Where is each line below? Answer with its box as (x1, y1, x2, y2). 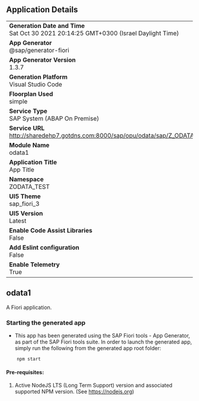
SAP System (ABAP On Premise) (9, 114, 99, 122)
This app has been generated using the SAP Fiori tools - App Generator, (14, 332, 191, 339)
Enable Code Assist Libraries (9, 226, 93, 234)
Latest (9, 217, 27, 225)
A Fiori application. (6, 304, 52, 311)
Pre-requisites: (6, 368, 44, 375)
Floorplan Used (9, 90, 53, 98)
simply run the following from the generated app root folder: (14, 344, 162, 352)
